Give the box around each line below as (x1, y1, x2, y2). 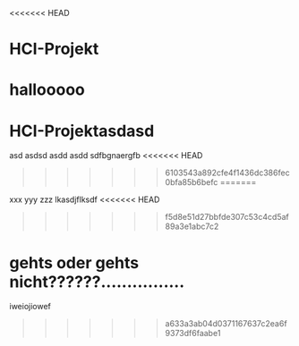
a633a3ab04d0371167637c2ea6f (165, 318, 288, 329)
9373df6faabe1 (165, 328, 221, 339)
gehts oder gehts (9, 252, 140, 273)
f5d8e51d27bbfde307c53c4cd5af (165, 212, 289, 223)
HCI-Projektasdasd (9, 121, 155, 141)
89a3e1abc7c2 (165, 221, 219, 232)
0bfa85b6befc (165, 177, 218, 188)
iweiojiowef (9, 301, 52, 312)
